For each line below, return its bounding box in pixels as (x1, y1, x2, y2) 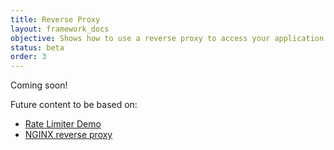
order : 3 (10, 52, 47, 62)
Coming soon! (10, 79, 68, 91)
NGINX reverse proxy (24, 129, 113, 141)
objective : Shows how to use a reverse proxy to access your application (10, 33, 325, 43)
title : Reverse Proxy (10, 14, 101, 25)
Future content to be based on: (10, 99, 138, 111)
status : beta (10, 42, 65, 53)
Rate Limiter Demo (24, 118, 102, 130)
